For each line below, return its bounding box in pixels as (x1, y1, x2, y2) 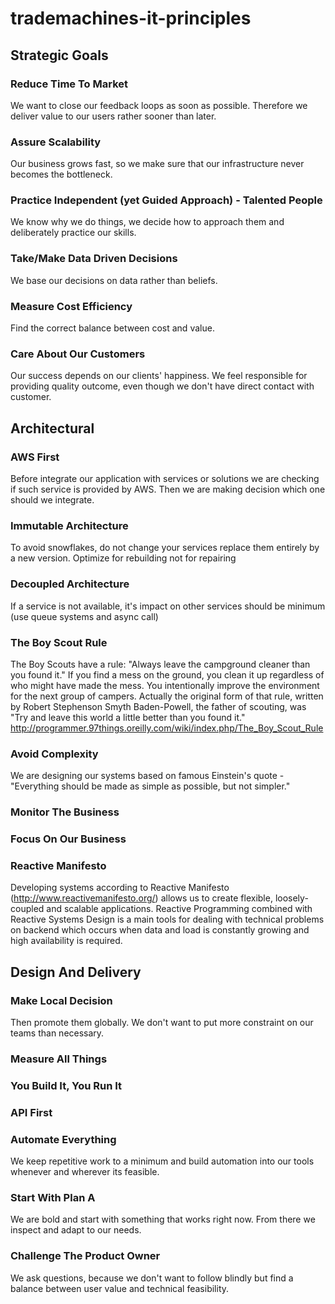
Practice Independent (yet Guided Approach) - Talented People (10, 193, 323, 207)
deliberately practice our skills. (10, 227, 137, 239)
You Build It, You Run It (10, 1078, 123, 1092)
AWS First (10, 450, 60, 464)
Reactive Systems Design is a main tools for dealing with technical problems (10, 913, 325, 926)
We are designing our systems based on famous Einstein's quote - (10, 770, 285, 782)
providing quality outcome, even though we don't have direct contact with (10, 380, 315, 392)
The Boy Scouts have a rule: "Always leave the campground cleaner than (10, 658, 311, 670)
